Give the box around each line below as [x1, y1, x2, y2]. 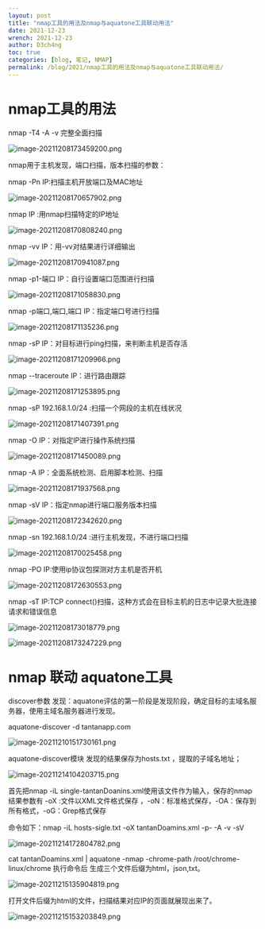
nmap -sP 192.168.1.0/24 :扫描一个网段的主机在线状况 [8, 403, 182, 412]
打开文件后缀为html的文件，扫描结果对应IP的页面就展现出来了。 [8, 896, 217, 905]
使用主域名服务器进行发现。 [29, 706, 120, 715]
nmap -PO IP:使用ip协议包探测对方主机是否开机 [8, 564, 163, 574]
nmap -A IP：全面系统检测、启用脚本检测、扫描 [8, 467, 163, 477]
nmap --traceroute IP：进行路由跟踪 [8, 370, 126, 380]
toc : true [8, 48, 41, 56]
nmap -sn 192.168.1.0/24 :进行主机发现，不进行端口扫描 [8, 532, 189, 541]
